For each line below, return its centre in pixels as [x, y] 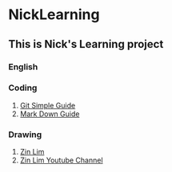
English [23, 67]
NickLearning [54, 15]
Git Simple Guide [48, 105]
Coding [23, 88]
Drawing [25, 135]
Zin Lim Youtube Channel [61, 160]
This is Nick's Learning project [86, 44]
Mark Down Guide [50, 114]
